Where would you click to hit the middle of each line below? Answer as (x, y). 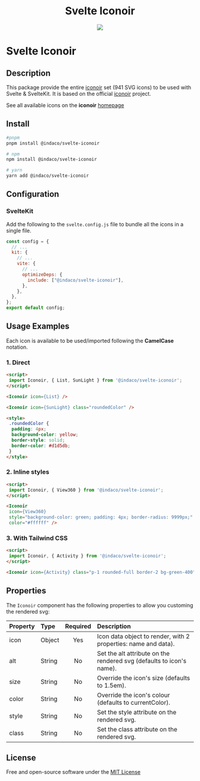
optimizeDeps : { (42, 274)
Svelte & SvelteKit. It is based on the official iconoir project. (79, 93)
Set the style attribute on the (137, 712)
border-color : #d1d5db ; (41, 446)
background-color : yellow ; (45, 435)
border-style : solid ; (38, 441)
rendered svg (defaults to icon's (142, 661)
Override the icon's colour (134, 695)
